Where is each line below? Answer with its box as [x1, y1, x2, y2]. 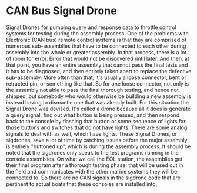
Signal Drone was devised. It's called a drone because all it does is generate [6, 105, 191, 112]
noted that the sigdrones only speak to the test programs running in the [6, 149, 179, 156]
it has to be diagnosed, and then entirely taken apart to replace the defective [6, 67, 192, 74]
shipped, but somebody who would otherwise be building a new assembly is [6, 93, 192, 100]
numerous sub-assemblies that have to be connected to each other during [6, 42, 186, 50]
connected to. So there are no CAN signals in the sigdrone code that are [6, 174, 181, 181]
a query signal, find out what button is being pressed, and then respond [6, 111, 180, 119]
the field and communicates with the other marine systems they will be [6, 168, 178, 175]
